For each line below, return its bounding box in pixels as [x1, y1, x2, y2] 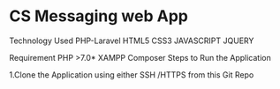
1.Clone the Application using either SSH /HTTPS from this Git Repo [9, 69, 254, 80]
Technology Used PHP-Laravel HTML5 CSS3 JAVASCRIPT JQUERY [9, 35, 254, 46]
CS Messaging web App [9, 6, 188, 26]
